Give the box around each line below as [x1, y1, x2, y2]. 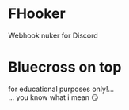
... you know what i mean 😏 [8, 92, 99, 102]
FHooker [8, 5, 66, 23]
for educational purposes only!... [8, 84, 115, 93]
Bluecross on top [8, 58, 122, 76]
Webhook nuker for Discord [8, 31, 99, 40]
